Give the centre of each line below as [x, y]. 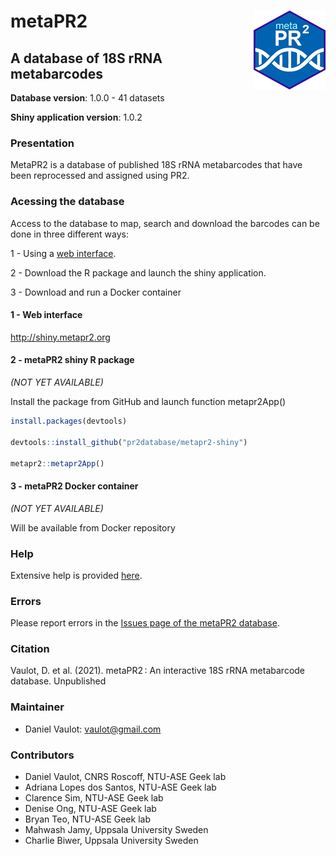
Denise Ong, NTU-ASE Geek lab [90, 809]
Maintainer [37, 707]
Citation [30, 649]
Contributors [42, 755]
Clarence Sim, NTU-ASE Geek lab [94, 798]
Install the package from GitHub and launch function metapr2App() [148, 401]
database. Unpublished [58, 681]
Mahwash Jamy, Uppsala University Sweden [116, 830]
